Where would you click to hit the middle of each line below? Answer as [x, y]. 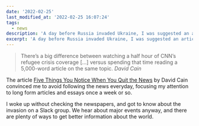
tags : [13, 22]
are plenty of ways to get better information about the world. [80, 117]
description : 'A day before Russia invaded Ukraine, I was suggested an [98, 34]
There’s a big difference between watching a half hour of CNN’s [98, 56]
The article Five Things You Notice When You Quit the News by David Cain [97, 80]
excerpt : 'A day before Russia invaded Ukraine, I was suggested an [92, 39]
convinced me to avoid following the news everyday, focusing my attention [97, 86]
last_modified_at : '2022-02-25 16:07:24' [58, 17]
